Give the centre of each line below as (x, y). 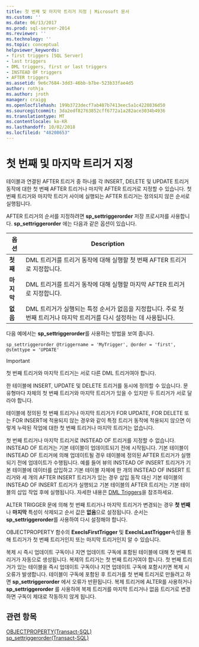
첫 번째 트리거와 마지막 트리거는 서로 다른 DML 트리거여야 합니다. (81, 373)
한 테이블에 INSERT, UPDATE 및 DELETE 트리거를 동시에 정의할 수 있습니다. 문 (97, 385)
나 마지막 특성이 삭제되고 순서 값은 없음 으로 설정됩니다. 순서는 (77, 512)
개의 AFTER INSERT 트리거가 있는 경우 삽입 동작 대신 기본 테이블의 (105, 477)
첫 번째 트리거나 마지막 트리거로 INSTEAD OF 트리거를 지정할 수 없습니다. (91, 440)
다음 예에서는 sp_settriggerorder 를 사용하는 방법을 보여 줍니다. (80, 333)
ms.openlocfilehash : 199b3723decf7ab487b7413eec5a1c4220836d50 (86, 105)
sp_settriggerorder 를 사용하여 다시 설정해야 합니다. (67, 519)
